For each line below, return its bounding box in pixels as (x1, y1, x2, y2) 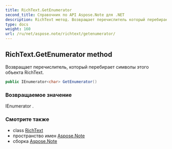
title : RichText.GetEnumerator (5, 7, 72, 13)
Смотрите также (5, 116, 50, 123)
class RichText (12, 127, 44, 134)
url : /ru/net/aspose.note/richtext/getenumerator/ (5, 31, 116, 36)
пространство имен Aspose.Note (12, 133, 85, 139)
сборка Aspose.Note (12, 138, 57, 144)
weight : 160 (5, 27, 31, 32)
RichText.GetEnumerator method (5, 50, 113, 59)
